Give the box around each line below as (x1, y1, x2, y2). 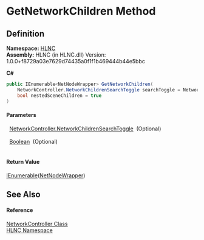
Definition (6, 29, 44, 39)
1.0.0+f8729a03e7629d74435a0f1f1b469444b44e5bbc (6, 58, 146, 65)
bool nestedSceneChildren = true (17, 93, 102, 99)
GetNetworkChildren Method (6, 4, 156, 18)
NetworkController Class (6, 220, 68, 227)
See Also (6, 189, 41, 200)
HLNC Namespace (6, 227, 53, 234)
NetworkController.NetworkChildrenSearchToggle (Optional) (8, 125, 161, 132)
